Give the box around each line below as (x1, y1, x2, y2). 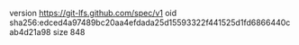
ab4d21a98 (9, 27, 51, 37)
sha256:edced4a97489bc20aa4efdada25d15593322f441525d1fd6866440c (9, 17, 291, 28)
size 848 (52, 27, 86, 37)
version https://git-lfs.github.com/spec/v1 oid (9, 8, 177, 18)
